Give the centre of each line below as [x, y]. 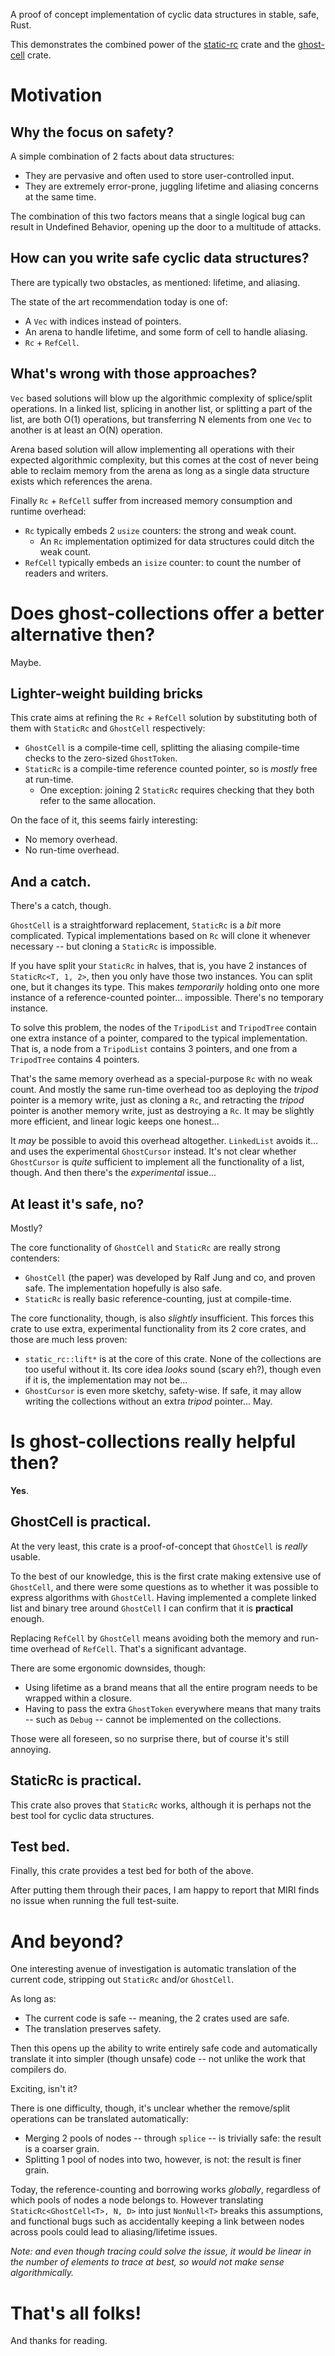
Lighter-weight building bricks [107, 693]
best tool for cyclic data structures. [82, 1815]
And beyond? [67, 1941]
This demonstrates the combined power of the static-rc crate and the [153, 44]
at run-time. [49, 780]
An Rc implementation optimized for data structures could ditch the [177, 541]
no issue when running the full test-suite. [95, 1901]
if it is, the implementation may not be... [106, 1380]
